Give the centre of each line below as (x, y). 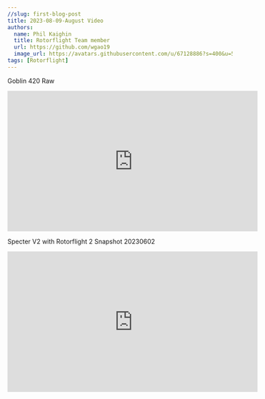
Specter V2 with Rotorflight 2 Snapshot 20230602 (81, 241)
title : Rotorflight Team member (62, 41)
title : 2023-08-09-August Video (55, 21)
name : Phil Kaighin (43, 34)
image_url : (30, 54)
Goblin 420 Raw (31, 81)
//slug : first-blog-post (44, 14)
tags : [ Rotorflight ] (38, 61)
